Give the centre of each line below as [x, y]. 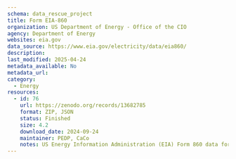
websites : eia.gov [34, 40]
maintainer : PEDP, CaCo [55, 138]
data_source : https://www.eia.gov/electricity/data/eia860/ [97, 46]
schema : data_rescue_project [50, 14]
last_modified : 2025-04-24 [47, 60]
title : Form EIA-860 [38, 20]
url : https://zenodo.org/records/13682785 [83, 106]
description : [26, 53]
